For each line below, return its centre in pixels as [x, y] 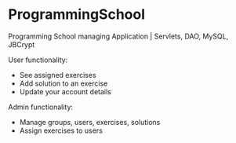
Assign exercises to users [61, 130]
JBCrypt [22, 44]
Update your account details [65, 91]
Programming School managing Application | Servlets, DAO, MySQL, [118, 36]
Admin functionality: [40, 107]
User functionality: [38, 60]
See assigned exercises [58, 75]
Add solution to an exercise [64, 83]
